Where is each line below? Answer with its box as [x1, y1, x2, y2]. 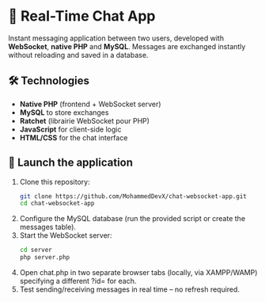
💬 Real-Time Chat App [8, 7, 156, 25]
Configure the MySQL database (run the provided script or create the [19, 214, 246, 224]
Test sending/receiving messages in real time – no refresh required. [19, 285, 240, 294]
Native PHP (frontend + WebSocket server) [19, 99, 161, 109]
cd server [19, 246, 53, 254]
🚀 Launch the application [8, 156, 133, 170]
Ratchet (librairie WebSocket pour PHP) [19, 116, 150, 125]
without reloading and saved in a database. [8, 50, 149, 59]
